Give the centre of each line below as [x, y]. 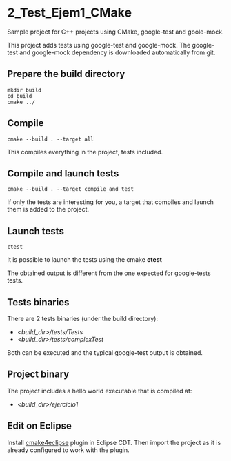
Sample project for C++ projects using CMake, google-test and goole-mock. [115, 32]
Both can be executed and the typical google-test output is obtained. [105, 352]
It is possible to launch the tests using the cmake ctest [84, 260]
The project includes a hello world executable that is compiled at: [100, 391]
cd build [20, 96]
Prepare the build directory [66, 74]
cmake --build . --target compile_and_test [71, 189]
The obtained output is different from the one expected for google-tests [109, 273]
